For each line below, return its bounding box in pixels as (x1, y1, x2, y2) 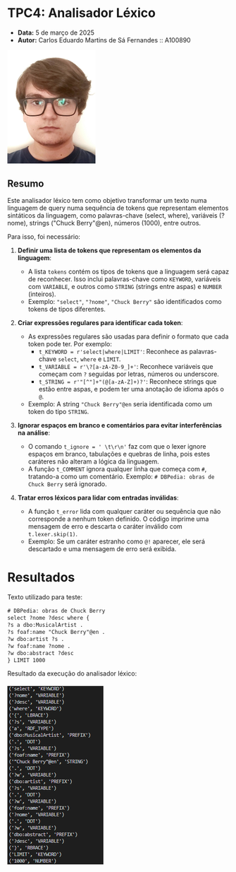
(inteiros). (27, 290, 56, 298)
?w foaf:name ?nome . (7, 642, 71, 649)
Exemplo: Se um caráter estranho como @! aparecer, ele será (27, 537, 206, 546)
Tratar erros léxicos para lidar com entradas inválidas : (17, 493, 179, 502)
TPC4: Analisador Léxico (7, 5, 156, 21)
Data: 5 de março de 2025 (17, 28, 95, 37)
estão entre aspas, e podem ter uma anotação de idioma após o (38, 385, 224, 394)
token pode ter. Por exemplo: (27, 340, 113, 348)
